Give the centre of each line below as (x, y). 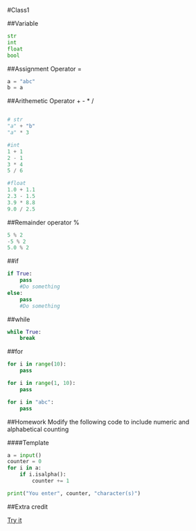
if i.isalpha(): (43, 475)
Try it (15, 520)
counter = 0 (24, 462)
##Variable (23, 23)
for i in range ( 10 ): (37, 364)
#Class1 (18, 10)
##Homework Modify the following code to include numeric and (98, 422)
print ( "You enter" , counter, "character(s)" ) (74, 493)
